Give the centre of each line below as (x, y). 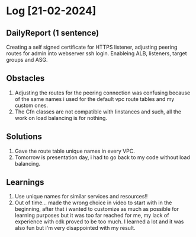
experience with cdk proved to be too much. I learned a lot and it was (99, 222)
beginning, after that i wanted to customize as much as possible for (97, 209)
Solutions (24, 137)
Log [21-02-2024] (51, 11)
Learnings (25, 182)
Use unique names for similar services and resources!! (81, 197)
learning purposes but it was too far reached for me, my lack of (92, 216)
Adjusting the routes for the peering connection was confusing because (102, 93)
